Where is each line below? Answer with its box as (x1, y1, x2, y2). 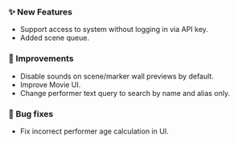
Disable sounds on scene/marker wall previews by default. (19, 71, 215, 81)
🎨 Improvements (8, 53, 74, 64)
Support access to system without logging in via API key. (19, 25, 209, 34)
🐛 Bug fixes (8, 108, 54, 119)
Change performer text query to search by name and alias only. (19, 88, 231, 98)
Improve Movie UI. (19, 79, 81, 90)
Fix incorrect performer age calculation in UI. (19, 126, 169, 136)
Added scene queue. (19, 33, 90, 42)
